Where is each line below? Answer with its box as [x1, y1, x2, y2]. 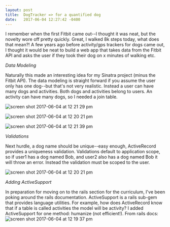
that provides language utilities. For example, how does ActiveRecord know [5, 200, 162, 206]
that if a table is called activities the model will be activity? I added [5, 205, 144, 211]
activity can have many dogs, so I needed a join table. [5, 94, 118, 100]
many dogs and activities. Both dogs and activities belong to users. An [5, 89, 153, 95]
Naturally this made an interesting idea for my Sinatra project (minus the [5, 72, 156, 78]
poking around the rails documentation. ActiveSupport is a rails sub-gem [5, 194, 157, 201]
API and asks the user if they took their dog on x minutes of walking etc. [5, 52, 156, 59]
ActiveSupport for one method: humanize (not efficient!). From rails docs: [5, 211, 158, 217]
